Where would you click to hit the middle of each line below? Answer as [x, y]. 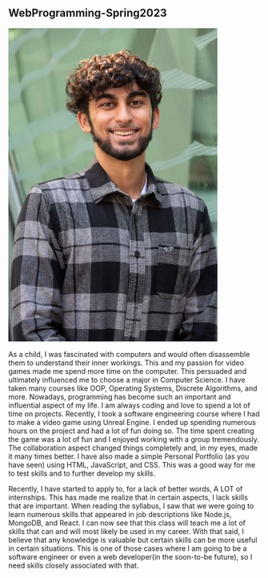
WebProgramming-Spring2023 [88, 13]
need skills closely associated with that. [74, 565]
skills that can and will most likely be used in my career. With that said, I [126, 531]
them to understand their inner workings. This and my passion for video [126, 363]
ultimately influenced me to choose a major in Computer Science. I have [127, 379]
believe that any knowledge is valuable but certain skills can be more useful [133, 540]
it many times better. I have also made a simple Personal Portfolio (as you [129, 456]
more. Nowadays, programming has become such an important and [120, 396]
